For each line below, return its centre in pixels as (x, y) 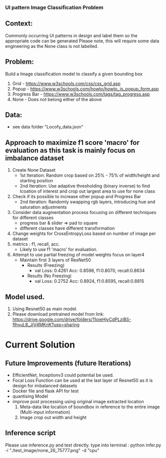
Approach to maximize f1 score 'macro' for (73, 143)
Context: (19, 24)
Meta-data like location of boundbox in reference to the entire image (90, 407)
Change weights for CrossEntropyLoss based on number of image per (84, 233)
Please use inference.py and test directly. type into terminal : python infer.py (83, 445)
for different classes (33, 218)
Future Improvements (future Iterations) (68, 363)
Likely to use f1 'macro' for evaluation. (59, 249)
